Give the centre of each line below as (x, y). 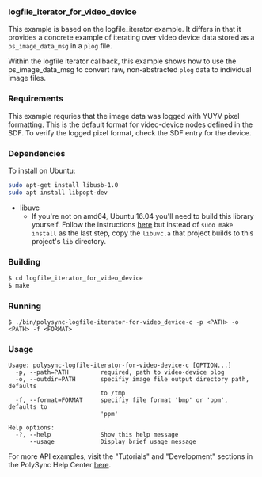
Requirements (36, 99)
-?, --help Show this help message (97, 435)
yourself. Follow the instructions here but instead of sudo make (132, 224)
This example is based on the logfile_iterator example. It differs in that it (125, 29)
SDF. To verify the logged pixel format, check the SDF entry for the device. (130, 132)
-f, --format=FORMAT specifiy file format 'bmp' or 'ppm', (122, 400)
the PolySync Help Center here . (60, 465)
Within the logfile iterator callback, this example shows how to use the (122, 61)
